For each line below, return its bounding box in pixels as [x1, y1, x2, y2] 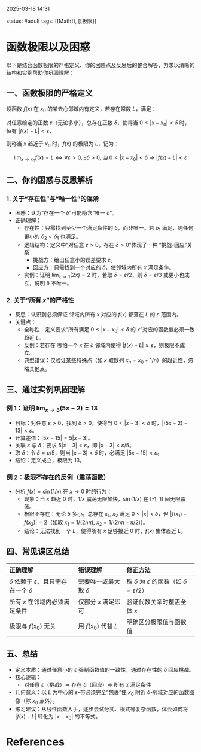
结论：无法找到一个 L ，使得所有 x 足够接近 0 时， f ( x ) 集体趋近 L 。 [23, 528, 187, 535]
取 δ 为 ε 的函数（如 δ [126, 577, 187, 586]
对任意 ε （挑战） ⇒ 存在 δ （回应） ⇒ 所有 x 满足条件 [23, 681, 151, 688]
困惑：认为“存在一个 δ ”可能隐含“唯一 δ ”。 [14, 209, 118, 216]
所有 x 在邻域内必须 [9, 598, 64, 606]
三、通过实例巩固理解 [6, 384, 85, 394]
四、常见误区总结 [6, 547, 69, 557]
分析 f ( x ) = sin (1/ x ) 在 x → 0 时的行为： [14, 488, 112, 495]
